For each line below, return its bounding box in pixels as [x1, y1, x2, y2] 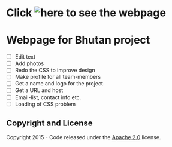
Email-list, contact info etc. [14, 93, 82, 101]
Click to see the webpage [6, 6, 167, 20]
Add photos [14, 60, 44, 67]
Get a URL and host [14, 87, 64, 94]
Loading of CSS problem [14, 100, 76, 108]
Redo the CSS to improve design [14, 66, 95, 74]
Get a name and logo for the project [14, 80, 104, 87]
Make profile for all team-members [14, 73, 101, 81]
